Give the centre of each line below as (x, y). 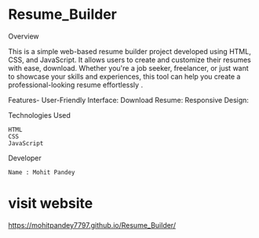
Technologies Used (39, 115)
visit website (51, 204)
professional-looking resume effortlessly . (76, 85)
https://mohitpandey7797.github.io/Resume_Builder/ (92, 225)
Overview (24, 36)
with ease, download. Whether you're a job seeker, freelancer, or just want (128, 68)
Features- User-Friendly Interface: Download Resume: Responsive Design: (129, 100)
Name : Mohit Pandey (42, 172)
